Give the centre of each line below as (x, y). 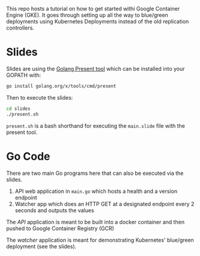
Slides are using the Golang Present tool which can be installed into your (96, 69)
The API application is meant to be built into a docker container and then (95, 222)
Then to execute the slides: (40, 97)
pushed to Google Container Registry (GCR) (60, 228)
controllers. (20, 28)
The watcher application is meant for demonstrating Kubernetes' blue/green (100, 240)
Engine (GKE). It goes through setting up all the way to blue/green (87, 15)
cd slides (19, 108)
